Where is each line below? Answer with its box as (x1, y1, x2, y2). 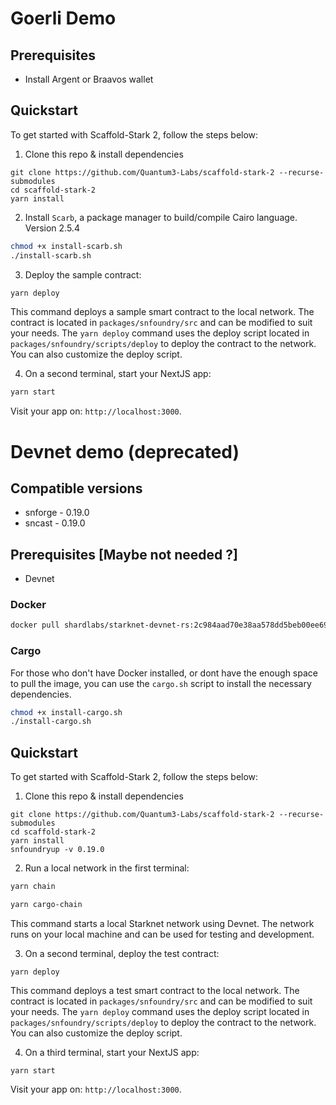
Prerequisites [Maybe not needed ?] (10, 546, 238, 563)
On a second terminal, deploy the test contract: (24, 947, 220, 959)
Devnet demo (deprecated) (10, 440, 240, 463)
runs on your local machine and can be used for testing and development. (10, 928, 315, 940)
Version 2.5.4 (24, 222, 80, 234)
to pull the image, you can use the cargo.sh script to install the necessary (10, 677, 312, 689)
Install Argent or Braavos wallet (24, 73, 154, 85)
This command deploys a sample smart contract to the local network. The (10, 306, 315, 318)
